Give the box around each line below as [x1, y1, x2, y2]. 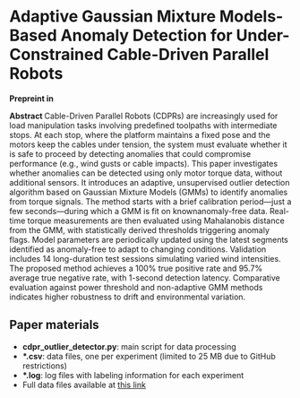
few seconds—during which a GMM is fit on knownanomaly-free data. [9, 205, 269, 216]
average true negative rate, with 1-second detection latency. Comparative [9, 272, 280, 283]
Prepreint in [9, 92, 54, 104]
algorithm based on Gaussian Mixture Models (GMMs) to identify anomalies [9, 186, 288, 197]
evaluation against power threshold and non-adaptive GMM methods [9, 281, 263, 292]
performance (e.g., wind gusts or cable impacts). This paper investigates [9, 158, 279, 169]
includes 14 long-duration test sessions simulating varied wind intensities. [9, 253, 281, 264]
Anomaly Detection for [60, 25, 233, 46]
